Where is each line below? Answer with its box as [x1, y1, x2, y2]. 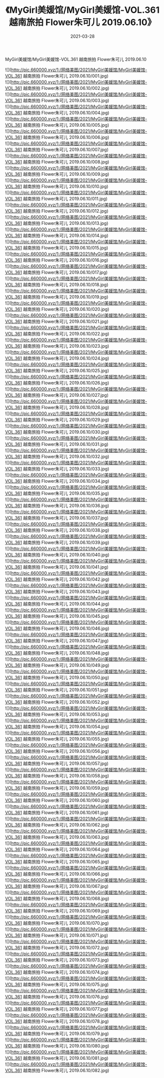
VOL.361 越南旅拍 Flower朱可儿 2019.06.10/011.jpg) [5, 195, 108, 201]
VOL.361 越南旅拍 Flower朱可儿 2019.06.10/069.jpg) [5, 908, 109, 913]
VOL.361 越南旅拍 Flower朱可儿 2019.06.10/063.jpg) [5, 834, 109, 840]
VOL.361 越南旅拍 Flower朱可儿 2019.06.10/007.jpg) [5, 146, 109, 152]
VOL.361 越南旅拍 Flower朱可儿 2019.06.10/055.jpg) [5, 736, 109, 742]
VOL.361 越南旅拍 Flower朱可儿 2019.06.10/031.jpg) [5, 441, 109, 447]
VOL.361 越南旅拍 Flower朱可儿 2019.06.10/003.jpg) [5, 97, 109, 103]
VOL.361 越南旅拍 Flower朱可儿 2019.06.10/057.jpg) [5, 760, 109, 766]
